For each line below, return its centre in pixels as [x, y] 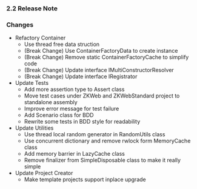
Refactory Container [40, 38]
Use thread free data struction [62, 44]
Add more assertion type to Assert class [74, 90]
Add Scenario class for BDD [59, 115]
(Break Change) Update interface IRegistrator [81, 76]
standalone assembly [51, 102]
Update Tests [32, 83]
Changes [20, 24]
